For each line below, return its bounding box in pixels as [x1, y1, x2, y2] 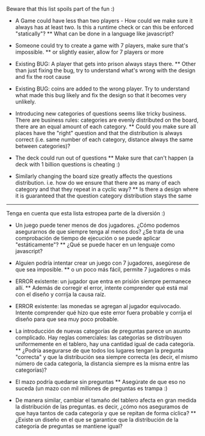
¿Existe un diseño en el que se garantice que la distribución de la [15, 416, 179, 423]
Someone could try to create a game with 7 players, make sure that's [15, 42, 189, 49]
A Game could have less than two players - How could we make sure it [15, 17, 193, 24]
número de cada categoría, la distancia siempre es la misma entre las [15, 360, 190, 367]
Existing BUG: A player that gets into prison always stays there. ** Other [15, 61, 196, 67]
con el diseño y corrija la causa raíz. [15, 290, 106, 298]
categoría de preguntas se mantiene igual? [15, 423, 123, 430]
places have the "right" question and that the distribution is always [15, 130, 183, 136]
